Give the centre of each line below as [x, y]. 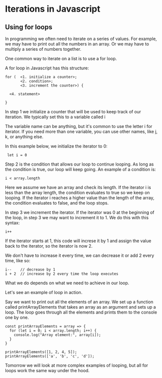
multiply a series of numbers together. [43, 49]
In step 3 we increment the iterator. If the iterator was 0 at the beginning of [80, 212]
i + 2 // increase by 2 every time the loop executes [62, 274]
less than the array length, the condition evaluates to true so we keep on [77, 192]
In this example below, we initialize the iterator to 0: [56, 146]
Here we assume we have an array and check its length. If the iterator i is [78, 187]
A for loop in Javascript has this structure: [47, 68]
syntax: [12, 223]
